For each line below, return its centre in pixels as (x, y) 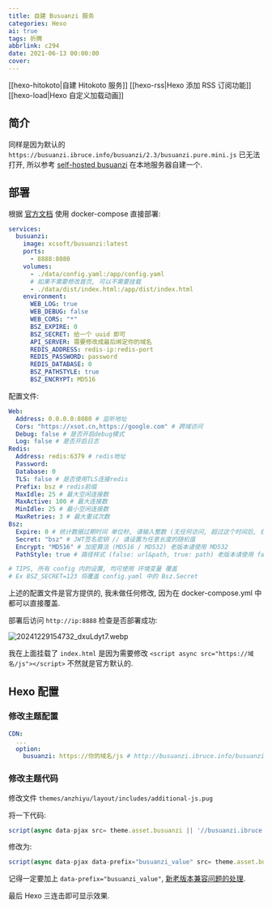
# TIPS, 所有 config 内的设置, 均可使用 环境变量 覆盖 (93, 569)
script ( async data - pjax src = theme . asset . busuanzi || (101, 830)
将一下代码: (28, 815)
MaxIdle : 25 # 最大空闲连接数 (62, 494)
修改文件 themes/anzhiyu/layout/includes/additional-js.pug (110, 798)
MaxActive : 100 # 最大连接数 (62, 502)
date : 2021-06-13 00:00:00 (54, 53)
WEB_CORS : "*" (54, 319)
